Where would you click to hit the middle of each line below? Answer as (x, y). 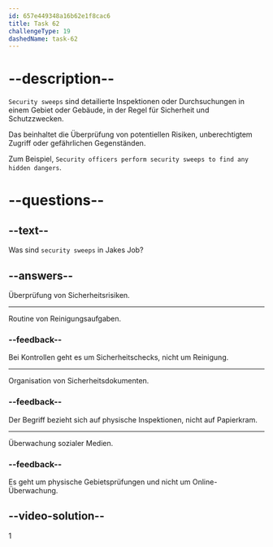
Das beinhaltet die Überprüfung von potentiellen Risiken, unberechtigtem (131, 134)
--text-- (28, 230)
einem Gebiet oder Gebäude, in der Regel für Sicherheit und (109, 110)
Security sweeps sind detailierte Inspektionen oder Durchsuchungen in (127, 102)
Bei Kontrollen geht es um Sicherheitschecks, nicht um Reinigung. (119, 357)
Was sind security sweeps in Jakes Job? (76, 250)
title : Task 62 (34, 24)
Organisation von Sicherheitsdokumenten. (79, 381)
